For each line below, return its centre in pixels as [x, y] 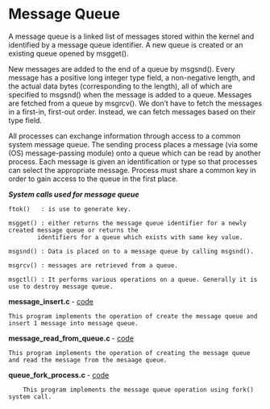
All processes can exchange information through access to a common [125, 136]
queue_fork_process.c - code [59, 374]
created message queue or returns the [73, 230]
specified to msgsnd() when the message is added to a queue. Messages [130, 94]
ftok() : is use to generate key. [70, 209]
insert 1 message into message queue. [73, 323]
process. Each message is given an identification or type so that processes [133, 161]
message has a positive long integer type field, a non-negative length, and [132, 77]
